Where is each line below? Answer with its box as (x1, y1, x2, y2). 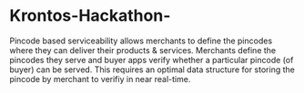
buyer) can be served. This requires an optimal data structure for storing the (9, 64, 296, 75)
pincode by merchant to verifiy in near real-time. (9, 73, 191, 84)
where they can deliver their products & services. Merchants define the (9, 44, 277, 55)
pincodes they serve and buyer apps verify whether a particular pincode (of (9, 54, 294, 65)
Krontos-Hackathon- (9, 5, 171, 26)
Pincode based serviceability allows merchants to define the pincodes (9, 35, 273, 46)
